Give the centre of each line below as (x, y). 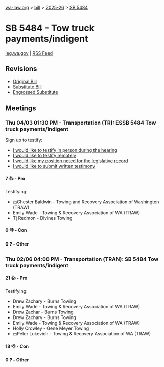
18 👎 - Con (17, 346)
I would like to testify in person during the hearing (65, 150)
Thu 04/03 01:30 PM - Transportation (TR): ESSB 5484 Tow (81, 123)
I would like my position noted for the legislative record (70, 161)
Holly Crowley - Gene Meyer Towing (51, 328)
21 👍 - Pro (16, 278)
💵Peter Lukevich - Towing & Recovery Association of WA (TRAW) (82, 333)
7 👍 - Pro (15, 179)
